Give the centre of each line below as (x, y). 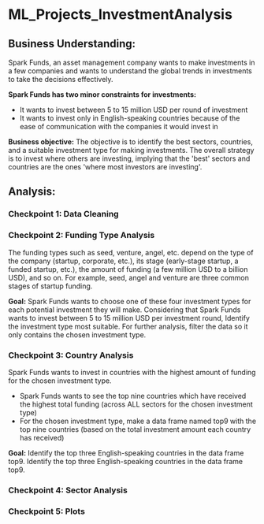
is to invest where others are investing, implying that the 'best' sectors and (129, 158)
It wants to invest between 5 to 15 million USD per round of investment (134, 110)
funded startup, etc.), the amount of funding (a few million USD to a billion (128, 269)
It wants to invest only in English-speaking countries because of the (130, 118)
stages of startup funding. (50, 286)
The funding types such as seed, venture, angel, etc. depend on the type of (131, 252)
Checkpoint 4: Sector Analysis (68, 490)
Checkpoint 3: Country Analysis (71, 355)
